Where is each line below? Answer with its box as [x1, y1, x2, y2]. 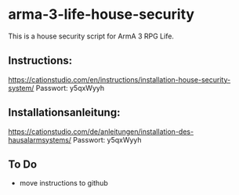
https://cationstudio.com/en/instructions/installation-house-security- [8, 74, 231, 84]
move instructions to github [19, 179, 108, 188]
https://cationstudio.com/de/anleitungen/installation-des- [8, 127, 194, 136]
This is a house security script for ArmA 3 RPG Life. [8, 31, 175, 41]
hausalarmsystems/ [8, 135, 72, 144]
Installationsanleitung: [8, 106, 121, 119]
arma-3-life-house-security [8, 5, 194, 23]
